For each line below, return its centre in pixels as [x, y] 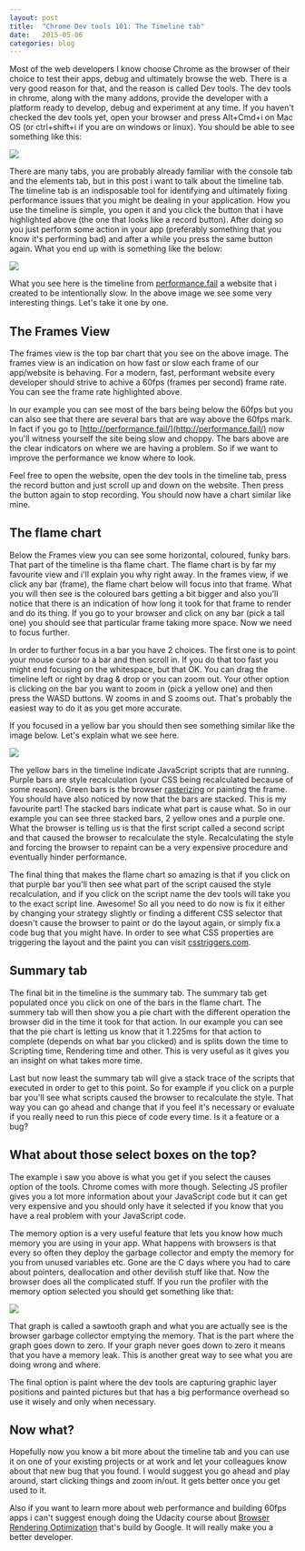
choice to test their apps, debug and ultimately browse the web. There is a [148, 79]
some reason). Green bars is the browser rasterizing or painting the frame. [148, 789]
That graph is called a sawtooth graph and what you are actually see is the [148, 1325]
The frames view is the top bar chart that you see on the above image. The [149, 353]
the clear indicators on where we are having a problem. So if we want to [144, 448]
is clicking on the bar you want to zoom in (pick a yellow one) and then [142, 689]
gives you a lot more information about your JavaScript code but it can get [148, 1196]
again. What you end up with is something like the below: [116, 249]
